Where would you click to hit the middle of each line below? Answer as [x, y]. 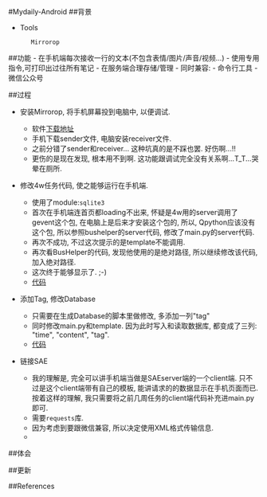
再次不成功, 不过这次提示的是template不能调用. [108, 242]
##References [31, 486]
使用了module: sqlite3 [68, 202]
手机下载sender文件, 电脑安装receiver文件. [102, 139]
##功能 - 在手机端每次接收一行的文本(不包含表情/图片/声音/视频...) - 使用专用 [134, 58]
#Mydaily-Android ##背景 [50, 12]
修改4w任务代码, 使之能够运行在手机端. [84, 185]
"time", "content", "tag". [71, 335]
